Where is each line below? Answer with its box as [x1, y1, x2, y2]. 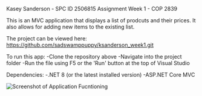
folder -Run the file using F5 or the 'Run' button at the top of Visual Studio [6, 60, 191, 66]
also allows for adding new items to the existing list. [6, 24, 135, 30]
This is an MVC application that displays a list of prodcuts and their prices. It [6, 17, 196, 24]
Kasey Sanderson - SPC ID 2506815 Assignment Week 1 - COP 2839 [6, 5, 177, 12]
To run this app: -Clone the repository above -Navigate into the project [6, 53, 183, 60]
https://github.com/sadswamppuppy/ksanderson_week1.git [6, 42, 154, 48]
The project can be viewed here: [6, 35, 88, 42]
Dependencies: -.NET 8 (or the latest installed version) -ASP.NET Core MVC [6, 71, 195, 78]
